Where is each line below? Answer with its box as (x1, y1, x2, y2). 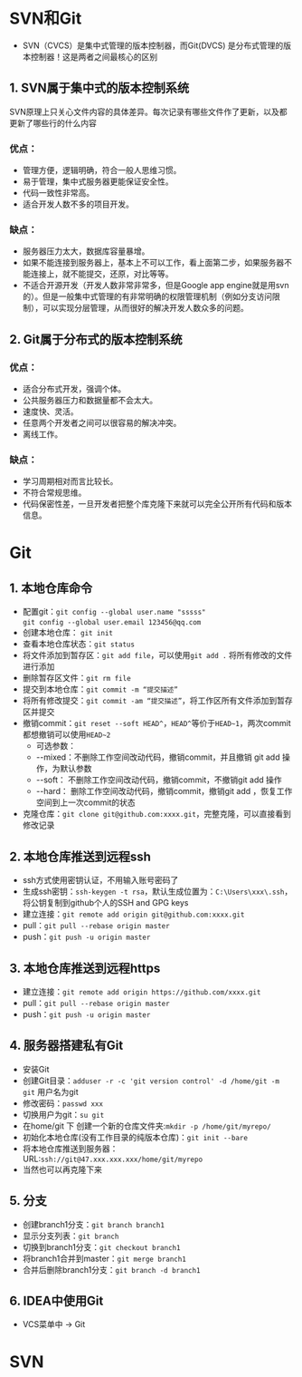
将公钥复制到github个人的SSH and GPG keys (22, 897, 189, 908)
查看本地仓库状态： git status (22, 638, 136, 649)
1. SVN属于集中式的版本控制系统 (9, 81, 190, 96)
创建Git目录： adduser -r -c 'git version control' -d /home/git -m (22, 1075, 280, 1086)
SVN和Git (9, 8, 82, 29)
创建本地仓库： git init (22, 627, 114, 638)
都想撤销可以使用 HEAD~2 (22, 729, 111, 740)
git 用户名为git (22, 1086, 79, 1097)
